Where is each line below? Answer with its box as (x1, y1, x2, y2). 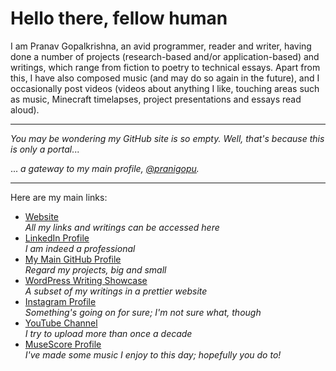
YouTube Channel (24, 317, 98, 329)
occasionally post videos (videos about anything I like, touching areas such (10, 82, 320, 94)
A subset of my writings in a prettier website (24, 285, 208, 297)
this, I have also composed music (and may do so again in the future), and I (10, 72, 320, 84)
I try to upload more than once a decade (24, 327, 193, 339)
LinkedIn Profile (24, 232, 90, 244)
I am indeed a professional (24, 242, 136, 254)
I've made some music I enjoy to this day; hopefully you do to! (24, 348, 282, 361)
